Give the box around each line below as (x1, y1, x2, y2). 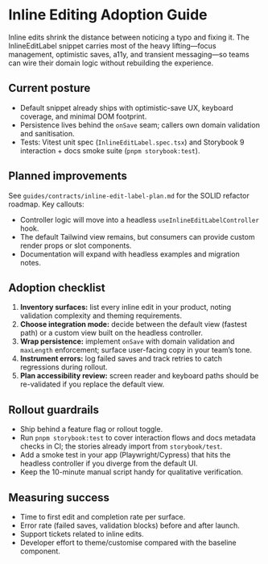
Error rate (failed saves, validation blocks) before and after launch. (19, 520, 240, 530)
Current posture (8, 81, 91, 95)
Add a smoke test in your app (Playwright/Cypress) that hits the (19, 450, 231, 460)
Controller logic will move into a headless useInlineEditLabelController (19, 215, 260, 224)
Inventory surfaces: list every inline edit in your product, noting (19, 303, 232, 312)
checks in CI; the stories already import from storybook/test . (19, 441, 223, 451)
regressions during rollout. (19, 362, 108, 372)
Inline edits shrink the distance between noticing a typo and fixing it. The (8, 32, 249, 42)
